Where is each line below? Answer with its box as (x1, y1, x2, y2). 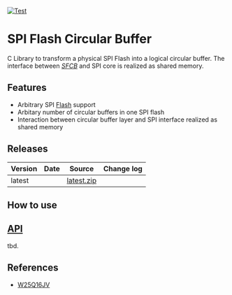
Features (7, 82, 47, 94)
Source (69, 164, 94, 173)
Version (10, 164, 38, 173)
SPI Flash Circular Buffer (7, 31, 152, 47)
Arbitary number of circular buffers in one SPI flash (17, 108, 165, 116)
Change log (103, 164, 143, 173)
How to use (7, 199, 57, 211)
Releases (7, 143, 48, 155)
